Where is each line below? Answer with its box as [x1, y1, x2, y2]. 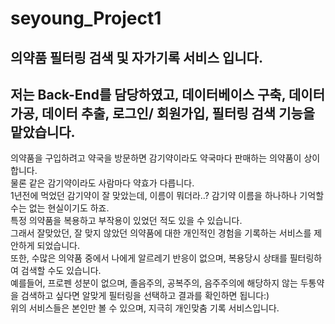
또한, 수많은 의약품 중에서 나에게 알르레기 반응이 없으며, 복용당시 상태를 [10, 252, 288, 264]
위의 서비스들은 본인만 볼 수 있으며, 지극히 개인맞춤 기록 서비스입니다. [10, 302, 280, 314]
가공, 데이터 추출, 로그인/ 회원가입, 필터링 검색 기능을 [10, 105, 316, 122]
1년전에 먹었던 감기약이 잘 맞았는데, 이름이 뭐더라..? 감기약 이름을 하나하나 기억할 [10, 190, 325, 202]
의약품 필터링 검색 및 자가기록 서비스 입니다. [10, 49, 263, 66]
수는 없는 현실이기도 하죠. [10, 202, 110, 214]
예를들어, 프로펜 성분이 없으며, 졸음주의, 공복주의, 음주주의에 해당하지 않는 [10, 277, 298, 289]
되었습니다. [36, 240, 81, 252]
